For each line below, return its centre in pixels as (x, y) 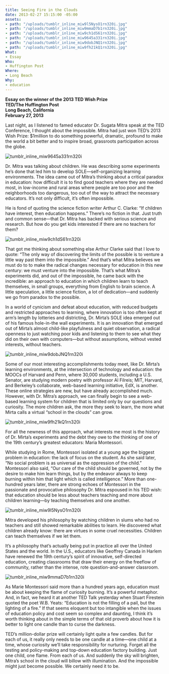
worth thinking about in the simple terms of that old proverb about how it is (83, 619)
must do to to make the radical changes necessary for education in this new (84, 265)
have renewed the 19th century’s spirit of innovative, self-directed (73, 556)
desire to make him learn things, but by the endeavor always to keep (76, 473)
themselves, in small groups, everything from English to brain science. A (80, 286)
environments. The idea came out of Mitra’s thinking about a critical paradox (84, 176)
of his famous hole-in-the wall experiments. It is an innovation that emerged (84, 323)
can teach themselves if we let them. (43, 536)
